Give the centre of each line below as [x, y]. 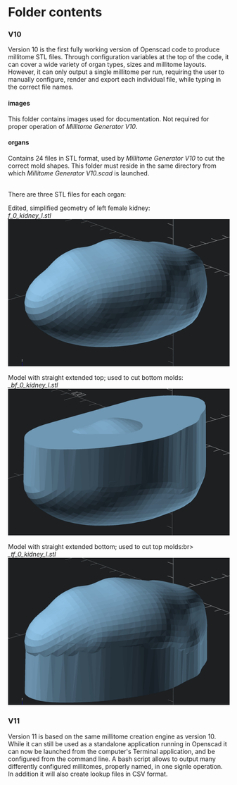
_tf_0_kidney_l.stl [32, 555]
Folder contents [55, 12]
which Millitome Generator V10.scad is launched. [79, 173]
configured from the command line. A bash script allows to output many [112, 759]
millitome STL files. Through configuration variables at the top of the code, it [118, 57]
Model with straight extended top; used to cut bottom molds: [96, 377]
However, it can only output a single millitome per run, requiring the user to [116, 72]
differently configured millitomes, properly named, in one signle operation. [116, 766]
